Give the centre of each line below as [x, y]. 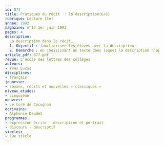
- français [16, 77]
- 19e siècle [18, 136]
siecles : [14, 132]
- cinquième [17, 95]
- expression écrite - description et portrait [54, 123]
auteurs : [14, 64]
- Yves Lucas [18, 69]
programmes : [17, 118]
